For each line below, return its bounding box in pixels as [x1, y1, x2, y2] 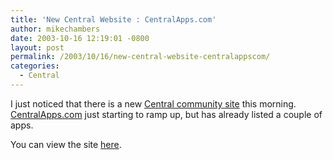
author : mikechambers [10, 24, 101, 34]
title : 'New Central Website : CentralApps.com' [10, 14, 217, 25]
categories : [10, 61, 60, 71]
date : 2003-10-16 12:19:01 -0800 [10, 33, 150, 43]
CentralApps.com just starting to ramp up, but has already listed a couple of [10, 108, 323, 120]
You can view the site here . [10, 138, 122, 150]
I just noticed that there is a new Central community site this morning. [10, 97, 297, 110]
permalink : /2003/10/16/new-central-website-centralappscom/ [10, 52, 271, 62]
